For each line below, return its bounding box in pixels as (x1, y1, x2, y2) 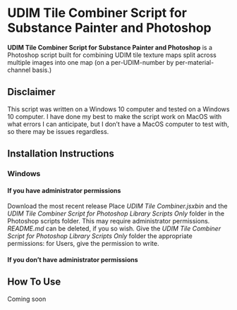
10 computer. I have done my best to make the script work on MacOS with (7, 112, 222, 120)
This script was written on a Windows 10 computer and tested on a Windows (7, 104, 230, 113)
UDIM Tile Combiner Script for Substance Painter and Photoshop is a (7, 43, 213, 51)
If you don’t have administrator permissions (7, 255, 139, 263)
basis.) (32, 66, 52, 74)
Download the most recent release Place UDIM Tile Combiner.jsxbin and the (7, 202, 228, 211)
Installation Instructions (7, 148, 115, 160)
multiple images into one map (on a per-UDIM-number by (7, 58, 174, 66)
